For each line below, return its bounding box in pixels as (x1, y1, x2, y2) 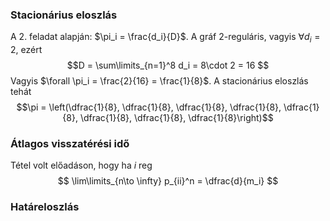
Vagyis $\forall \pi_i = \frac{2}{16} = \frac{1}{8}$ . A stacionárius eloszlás (10, 75, 309, 87)
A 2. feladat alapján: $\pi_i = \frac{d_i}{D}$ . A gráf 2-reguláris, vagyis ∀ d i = (10, 31, 321, 45)
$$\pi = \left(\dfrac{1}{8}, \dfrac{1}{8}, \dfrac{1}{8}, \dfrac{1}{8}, (16, 101, 282, 113)
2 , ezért (10, 44, 43, 56)
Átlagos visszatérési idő (10, 137, 130, 151)
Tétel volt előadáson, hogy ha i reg (10, 159, 153, 172)
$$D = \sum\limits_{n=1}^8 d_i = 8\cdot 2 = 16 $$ (66, 59, 270, 72)
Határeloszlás (10, 200, 80, 214)
